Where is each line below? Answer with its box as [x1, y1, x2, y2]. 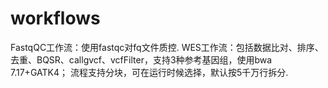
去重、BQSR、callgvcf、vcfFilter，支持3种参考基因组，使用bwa [10, 53, 273, 66]
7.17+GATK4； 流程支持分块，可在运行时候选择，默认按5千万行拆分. [10, 66, 289, 78]
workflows [10, 7, 101, 30]
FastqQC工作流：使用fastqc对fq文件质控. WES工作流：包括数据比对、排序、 [10, 41, 324, 53]
